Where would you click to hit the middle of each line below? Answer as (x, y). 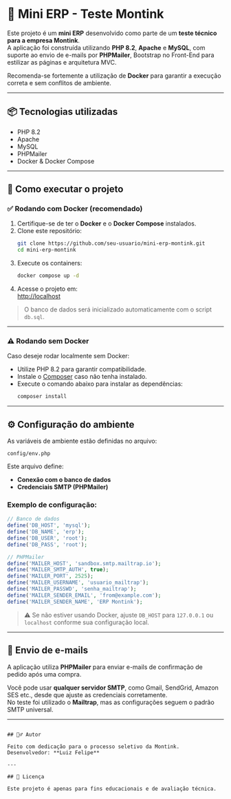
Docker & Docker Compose (56, 161)
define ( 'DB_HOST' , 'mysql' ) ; (49, 525)
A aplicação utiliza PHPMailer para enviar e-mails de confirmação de (105, 667)
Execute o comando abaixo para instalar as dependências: (100, 384)
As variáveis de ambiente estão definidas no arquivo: (82, 441)
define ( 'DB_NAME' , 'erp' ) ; (46, 532)
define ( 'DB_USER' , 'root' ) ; (47, 538)
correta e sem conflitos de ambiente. (59, 83)
